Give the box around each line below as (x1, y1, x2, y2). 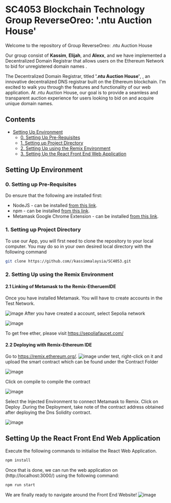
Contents (5, 115, 36, 124)
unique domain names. (5, 100, 54, 106)
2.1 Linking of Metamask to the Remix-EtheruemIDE (5, 284, 116, 290)
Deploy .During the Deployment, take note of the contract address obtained (5, 404, 164, 410)
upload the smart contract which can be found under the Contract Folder (5, 358, 159, 365)
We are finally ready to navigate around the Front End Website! (5, 491, 137, 498)
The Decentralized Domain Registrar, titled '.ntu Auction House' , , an (5, 73, 151, 79)
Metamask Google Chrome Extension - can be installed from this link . (12, 213, 159, 219)
